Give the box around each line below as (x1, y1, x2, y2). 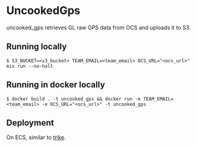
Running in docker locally (6, 80, 105, 90)
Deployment (6, 117, 54, 128)
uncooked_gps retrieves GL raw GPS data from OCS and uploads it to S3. (6, 24, 191, 31)
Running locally (6, 41, 67, 52)
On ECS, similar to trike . (6, 134, 66, 141)
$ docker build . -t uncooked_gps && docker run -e (6, 96, 141, 102)
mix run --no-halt (6, 63, 53, 69)
